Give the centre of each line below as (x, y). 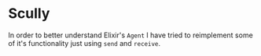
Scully (29, 14)
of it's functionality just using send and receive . (85, 43)
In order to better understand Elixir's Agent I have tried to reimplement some (130, 35)
